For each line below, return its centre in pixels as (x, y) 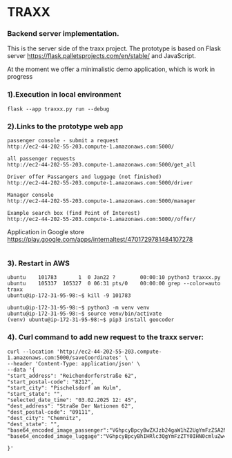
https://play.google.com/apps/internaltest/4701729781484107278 (100, 240)
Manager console (30, 195)
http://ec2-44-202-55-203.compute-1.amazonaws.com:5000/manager (101, 201)
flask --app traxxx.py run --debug (58, 109)
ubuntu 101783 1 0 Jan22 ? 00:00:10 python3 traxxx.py (114, 278)
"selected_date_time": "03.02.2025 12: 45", (72, 400)
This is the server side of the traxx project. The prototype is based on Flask (114, 48)
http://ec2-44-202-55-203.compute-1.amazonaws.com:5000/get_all (101, 165)
